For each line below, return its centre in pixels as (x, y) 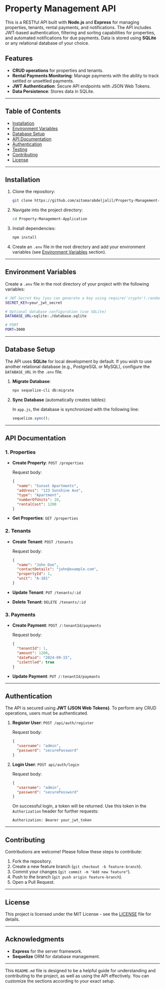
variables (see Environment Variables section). (59, 252)
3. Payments (20, 614)
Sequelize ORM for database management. (56, 956)
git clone (22, 201)
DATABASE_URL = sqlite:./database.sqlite (46, 316)
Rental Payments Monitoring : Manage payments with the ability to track (85, 75)
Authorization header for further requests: (55, 811)
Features (19, 59)
